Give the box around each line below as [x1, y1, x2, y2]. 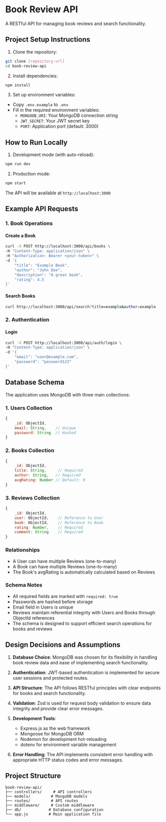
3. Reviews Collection [5, 494, 60, 501]
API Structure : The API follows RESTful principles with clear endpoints [12, 685, 161, 691]
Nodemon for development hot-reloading [20, 736, 107, 742]
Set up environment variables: [12, 92, 76, 98]
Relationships [5, 546, 40, 554]
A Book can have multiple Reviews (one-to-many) [12, 563, 117, 569]
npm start [5, 181, 26, 186]
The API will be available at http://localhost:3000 [5, 190, 111, 196]
